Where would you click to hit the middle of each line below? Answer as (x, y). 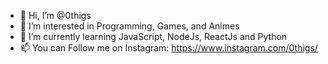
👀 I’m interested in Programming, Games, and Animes (129, 26)
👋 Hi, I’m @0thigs (55, 15)
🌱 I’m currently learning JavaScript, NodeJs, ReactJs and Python (153, 36)
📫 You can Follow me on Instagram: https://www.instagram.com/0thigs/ (168, 48)
